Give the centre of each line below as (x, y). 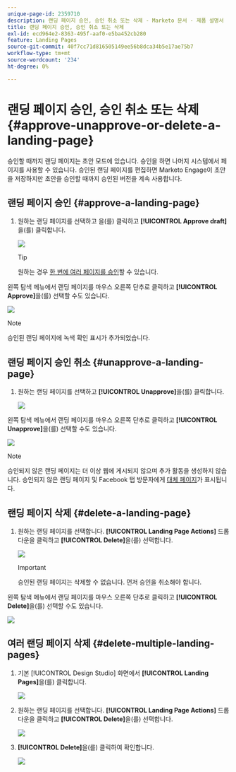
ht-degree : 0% (28, 66)
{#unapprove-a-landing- (148, 362)
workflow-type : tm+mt (39, 54)
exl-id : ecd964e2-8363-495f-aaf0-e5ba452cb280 (77, 34)
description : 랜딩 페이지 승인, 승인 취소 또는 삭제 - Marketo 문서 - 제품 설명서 (116, 21)
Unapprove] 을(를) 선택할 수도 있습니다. (62, 429)
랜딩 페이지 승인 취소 (49, 362)
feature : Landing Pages (42, 40)
